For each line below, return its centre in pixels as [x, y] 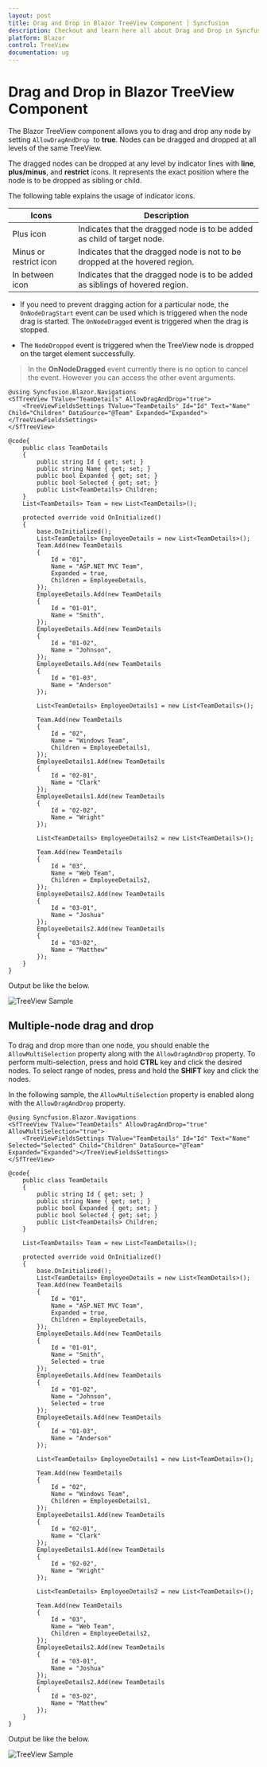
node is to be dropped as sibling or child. [75, 180]
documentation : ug [39, 53]
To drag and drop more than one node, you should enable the [109, 1045]
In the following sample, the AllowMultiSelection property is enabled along [131, 1094]
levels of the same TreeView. [55, 147]
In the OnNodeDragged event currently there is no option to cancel [138, 369]
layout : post [30, 16]
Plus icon [29, 233]
